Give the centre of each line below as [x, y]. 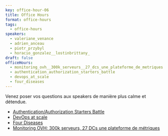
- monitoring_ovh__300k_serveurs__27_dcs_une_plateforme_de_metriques [87, 67]
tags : [11, 24]
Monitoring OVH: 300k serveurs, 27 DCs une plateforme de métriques [86, 128]
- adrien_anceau [27, 44]
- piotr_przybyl [27, 48]
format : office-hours [28, 20]
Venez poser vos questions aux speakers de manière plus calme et [76, 96]
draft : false [19, 58]
